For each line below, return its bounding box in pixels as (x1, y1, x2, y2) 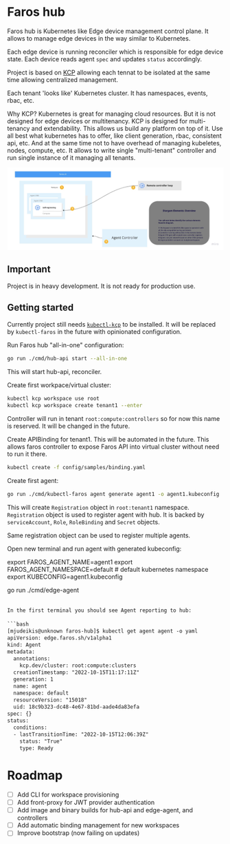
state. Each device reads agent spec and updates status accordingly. (7, 54, 203, 63)
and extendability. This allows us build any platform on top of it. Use (31, 124, 223, 132)
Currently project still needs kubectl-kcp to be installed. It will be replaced (7, 320, 216, 328)
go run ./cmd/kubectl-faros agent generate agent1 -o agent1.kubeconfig (7, 491, 220, 498)
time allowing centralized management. (7, 75, 119, 83)
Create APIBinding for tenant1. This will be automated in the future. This (7, 435, 209, 444)
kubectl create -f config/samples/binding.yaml (7, 464, 146, 471)
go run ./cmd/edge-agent (7, 586, 80, 595)
